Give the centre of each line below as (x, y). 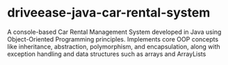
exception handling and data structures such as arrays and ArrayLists (107, 54)
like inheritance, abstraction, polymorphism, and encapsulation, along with (114, 46)
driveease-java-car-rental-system (109, 13)
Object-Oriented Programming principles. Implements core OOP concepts (113, 39)
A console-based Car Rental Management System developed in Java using (114, 32)
